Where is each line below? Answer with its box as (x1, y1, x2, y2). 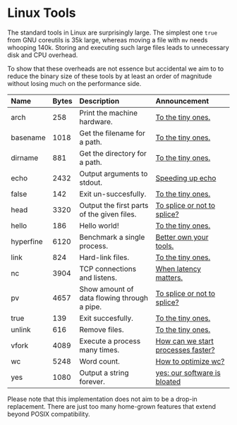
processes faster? (155, 345, 215, 355)
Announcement (155, 96, 209, 106)
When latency (155, 264, 202, 273)
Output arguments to (79, 168, 148, 178)
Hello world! (79, 221, 119, 230)
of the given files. (79, 209, 137, 219)
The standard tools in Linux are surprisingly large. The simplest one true (7, 28, 217, 37)
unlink (11, 324, 31, 334)
